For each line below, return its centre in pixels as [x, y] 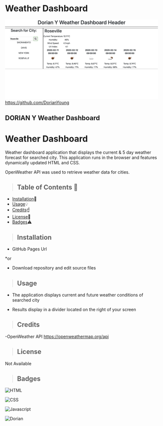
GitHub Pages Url [29, 249]
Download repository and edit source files [54, 268]
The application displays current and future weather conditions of [78, 295]
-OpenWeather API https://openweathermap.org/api [57, 337]
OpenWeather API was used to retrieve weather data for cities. [67, 172]
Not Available [18, 363]
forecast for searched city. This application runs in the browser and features [81, 157]
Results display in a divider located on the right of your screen [74, 310]
